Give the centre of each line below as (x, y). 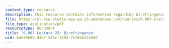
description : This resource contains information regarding (70, 14)
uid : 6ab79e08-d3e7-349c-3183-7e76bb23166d (52, 38)
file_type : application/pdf (35, 24)
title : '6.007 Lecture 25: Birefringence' (50, 33)
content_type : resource (30, 10)
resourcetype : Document (30, 28)
